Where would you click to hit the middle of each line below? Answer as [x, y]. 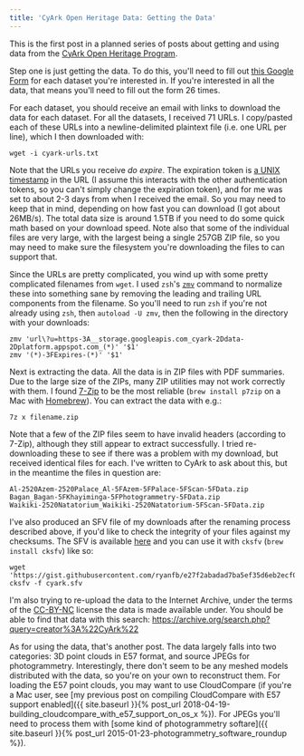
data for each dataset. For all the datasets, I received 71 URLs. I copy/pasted [151, 117]
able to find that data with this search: [80, 619]
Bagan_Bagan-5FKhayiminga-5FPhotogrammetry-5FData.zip [115, 497]
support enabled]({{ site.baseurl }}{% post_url [95, 704]
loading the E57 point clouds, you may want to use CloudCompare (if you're [151, 684]
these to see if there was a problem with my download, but [169, 453]
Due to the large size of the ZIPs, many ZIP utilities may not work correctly [147, 381]
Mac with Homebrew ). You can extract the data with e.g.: [115, 401]
